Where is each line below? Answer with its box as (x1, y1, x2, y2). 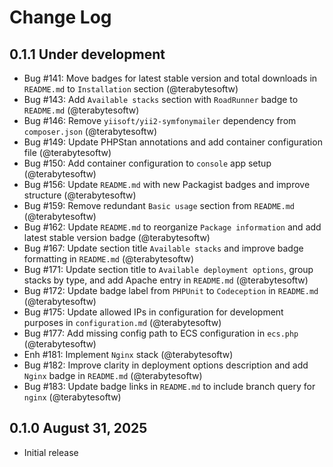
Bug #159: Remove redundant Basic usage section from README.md (23, 200, 295, 211)
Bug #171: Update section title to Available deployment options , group (23, 264, 314, 275)
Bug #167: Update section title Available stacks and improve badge (23, 242, 304, 254)
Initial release (23, 446, 79, 458)
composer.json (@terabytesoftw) (23, 126, 157, 137)
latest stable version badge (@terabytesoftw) (23, 232, 211, 243)
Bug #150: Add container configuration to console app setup (23, 157, 272, 169)
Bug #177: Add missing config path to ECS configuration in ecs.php (23, 327, 299, 339)
